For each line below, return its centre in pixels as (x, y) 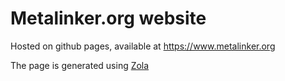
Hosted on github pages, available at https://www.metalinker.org (143, 46)
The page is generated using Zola (80, 65)
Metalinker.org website (108, 18)
